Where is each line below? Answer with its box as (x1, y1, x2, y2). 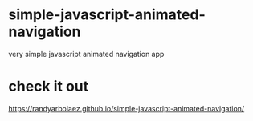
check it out (8, 78, 89, 95)
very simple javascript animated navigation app (8, 49, 165, 58)
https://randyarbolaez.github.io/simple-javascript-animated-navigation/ (8, 103, 245, 113)
